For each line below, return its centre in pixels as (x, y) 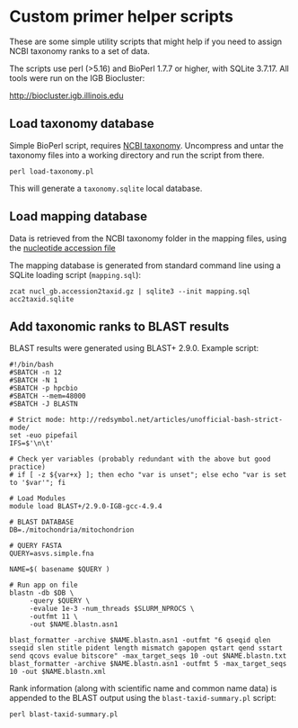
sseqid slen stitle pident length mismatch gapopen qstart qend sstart (146, 648)
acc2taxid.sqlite (42, 299)
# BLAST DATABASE (42, 522)
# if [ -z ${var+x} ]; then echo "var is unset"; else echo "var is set (148, 475)
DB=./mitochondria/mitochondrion (72, 530)
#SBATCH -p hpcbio (44, 389)
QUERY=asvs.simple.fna (52, 554)
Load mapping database (79, 216)
